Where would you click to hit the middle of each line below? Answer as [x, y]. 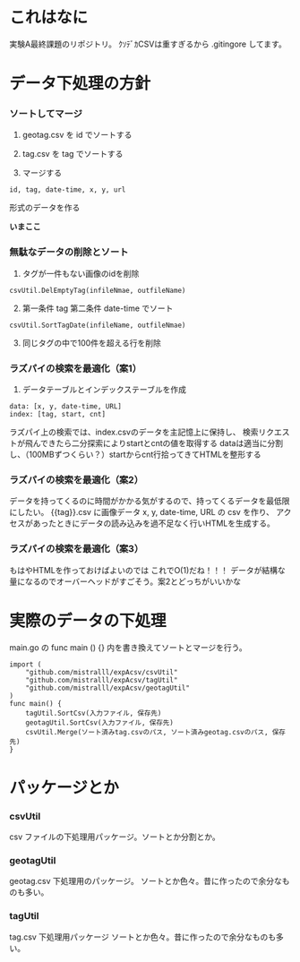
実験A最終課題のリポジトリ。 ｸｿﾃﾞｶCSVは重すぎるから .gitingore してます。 [148, 44]
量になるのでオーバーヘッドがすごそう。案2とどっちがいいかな [125, 581]
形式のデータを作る [45, 208]
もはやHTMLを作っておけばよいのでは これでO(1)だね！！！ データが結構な [147, 570]
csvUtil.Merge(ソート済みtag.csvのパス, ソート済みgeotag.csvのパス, [147, 732]
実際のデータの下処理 [88, 620]
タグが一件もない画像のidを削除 [81, 273]
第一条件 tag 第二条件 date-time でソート [98, 308]
